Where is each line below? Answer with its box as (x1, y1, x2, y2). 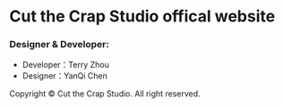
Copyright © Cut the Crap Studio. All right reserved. (9, 88, 201, 99)
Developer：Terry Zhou (22, 60, 109, 71)
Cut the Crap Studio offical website (9, 6, 276, 27)
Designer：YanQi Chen (22, 71, 108, 81)
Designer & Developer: (9, 38, 109, 51)
